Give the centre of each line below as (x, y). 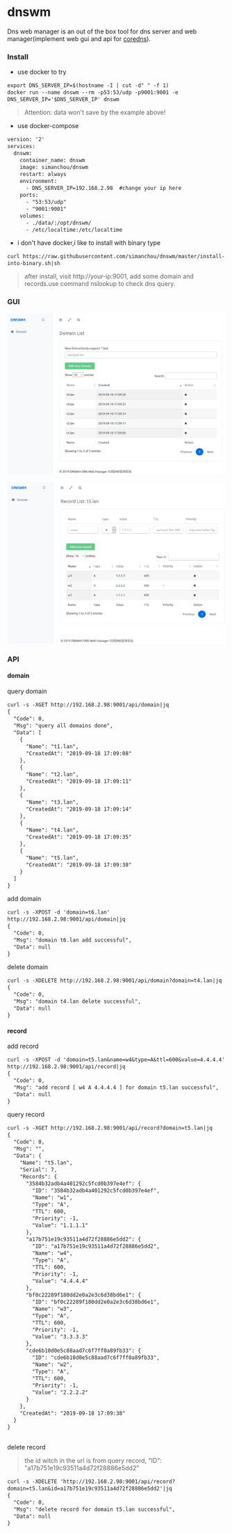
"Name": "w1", (52, 1198)
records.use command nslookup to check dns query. (100, 284)
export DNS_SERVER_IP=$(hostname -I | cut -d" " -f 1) (88, 86)
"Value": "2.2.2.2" (60, 1392)
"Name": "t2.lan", (52, 775)
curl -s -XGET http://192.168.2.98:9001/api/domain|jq (88, 705)
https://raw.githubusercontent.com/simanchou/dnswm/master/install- (124, 257)
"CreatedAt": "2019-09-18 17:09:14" (78, 809)
